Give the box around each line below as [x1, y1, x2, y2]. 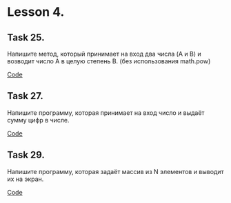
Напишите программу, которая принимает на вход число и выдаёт [7, 108, 205, 117]
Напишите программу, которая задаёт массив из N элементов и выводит [7, 167, 224, 175]
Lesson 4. [7, 4, 65, 20]
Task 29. [7, 149, 45, 161]
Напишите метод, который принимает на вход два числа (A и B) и [7, 50, 201, 58]
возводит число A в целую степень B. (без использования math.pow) [7, 57, 211, 65]
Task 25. [7, 32, 45, 43]
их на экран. [7, 175, 44, 183]
